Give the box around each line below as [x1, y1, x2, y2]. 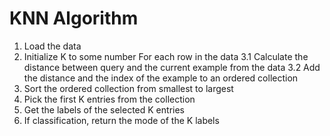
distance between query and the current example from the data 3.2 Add [23, 61, 321, 73]
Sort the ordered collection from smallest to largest [23, 82, 234, 94]
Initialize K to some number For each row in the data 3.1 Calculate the [23, 50, 309, 62]
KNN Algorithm [9, 7, 139, 30]
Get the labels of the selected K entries [23, 103, 185, 116]
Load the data [23, 40, 82, 52]
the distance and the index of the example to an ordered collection [23, 72, 299, 84]
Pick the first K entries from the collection [23, 93, 196, 105]
